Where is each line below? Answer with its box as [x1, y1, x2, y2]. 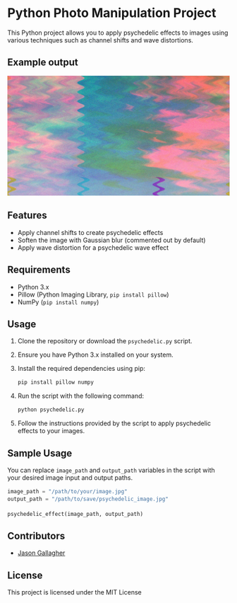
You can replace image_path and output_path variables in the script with [7, 466, 215, 474]
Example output [7, 57, 79, 69]
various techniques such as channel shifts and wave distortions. [7, 35, 194, 44]
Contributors [7, 529, 66, 542]
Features [7, 209, 47, 222]
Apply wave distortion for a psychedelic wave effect [17, 243, 169, 252]
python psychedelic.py [17, 406, 85, 413]
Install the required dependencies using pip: [17, 364, 146, 373]
